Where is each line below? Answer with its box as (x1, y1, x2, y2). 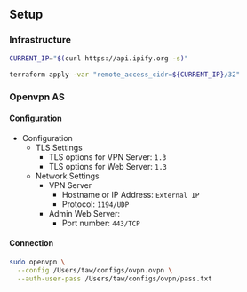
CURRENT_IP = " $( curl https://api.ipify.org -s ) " (9, 53, 189, 63)
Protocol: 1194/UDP (61, 199, 130, 209)
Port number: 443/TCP (61, 217, 140, 228)
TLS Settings (35, 142, 83, 153)
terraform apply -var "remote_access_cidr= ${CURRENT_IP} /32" (9, 70, 241, 79)
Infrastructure (9, 34, 72, 46)
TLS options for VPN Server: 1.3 (48, 151, 167, 162)
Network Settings (35, 170, 100, 181)
